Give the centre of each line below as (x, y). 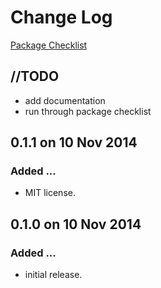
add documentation (65, 100)
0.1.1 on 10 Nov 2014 (74, 142)
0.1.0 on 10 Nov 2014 (76, 224)
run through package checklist (88, 111)
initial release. (53, 275)
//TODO (35, 76)
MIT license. (50, 193)
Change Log (61, 17)
